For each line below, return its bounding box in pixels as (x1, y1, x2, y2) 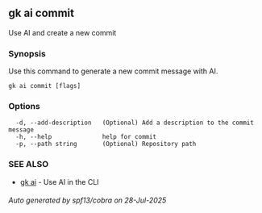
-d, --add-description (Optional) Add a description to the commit (15, 119, 254, 127)
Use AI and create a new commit (8, 27, 117, 37)
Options (8, 101, 40, 112)
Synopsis (8, 48, 46, 59)
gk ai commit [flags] (8, 82, 81, 90)
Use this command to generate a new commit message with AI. (8, 66, 218, 76)
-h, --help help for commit (15, 133, 157, 141)
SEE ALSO (8, 159, 49, 170)
